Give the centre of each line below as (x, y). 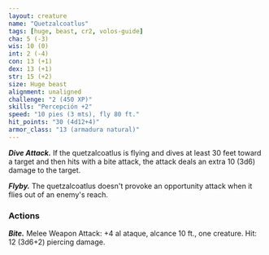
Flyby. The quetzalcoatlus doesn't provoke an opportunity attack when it (130, 186)
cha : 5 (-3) (28, 39)
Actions (24, 215)
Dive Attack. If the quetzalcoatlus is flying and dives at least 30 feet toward (135, 152)
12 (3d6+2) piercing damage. (57, 242)
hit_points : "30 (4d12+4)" (54, 122)
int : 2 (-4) (28, 54)
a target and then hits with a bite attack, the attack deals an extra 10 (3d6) (132, 161)
